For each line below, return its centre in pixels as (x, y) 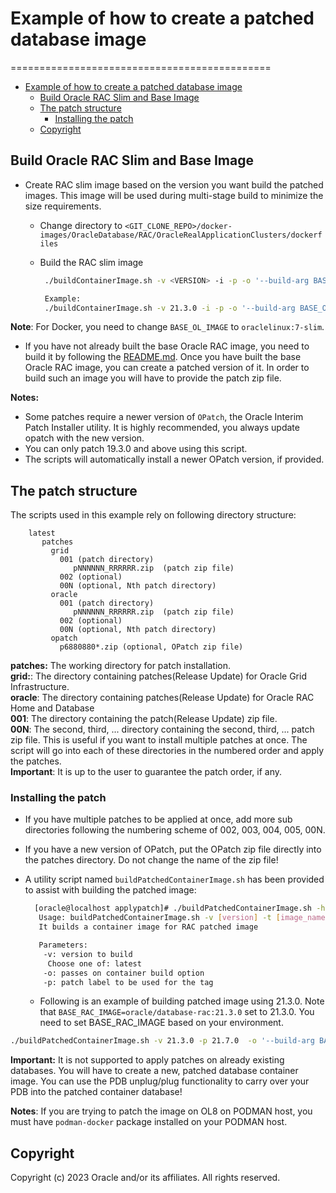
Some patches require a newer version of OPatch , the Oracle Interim (164, 417)
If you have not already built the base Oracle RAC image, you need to (167, 346)
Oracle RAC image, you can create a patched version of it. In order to (167, 368)
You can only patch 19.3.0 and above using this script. (136, 449)
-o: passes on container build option (124, 973)
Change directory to (81, 225)
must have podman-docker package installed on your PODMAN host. (149, 1122)
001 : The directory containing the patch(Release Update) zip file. (144, 719)
